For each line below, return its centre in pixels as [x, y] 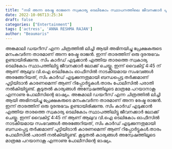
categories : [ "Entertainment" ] [39, 24]
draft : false [19, 19]
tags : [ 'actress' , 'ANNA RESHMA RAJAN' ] [49, 29]
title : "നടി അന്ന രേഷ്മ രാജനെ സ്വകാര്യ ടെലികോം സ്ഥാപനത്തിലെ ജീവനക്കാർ [84, 10]
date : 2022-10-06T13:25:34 [34, 15]
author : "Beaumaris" [27, 34]
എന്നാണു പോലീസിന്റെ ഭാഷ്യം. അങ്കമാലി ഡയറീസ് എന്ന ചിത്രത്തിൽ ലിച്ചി [83, 94]
